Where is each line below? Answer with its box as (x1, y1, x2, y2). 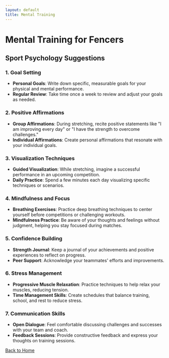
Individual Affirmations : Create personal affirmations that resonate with (12, 137, 163, 143)
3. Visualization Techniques (5, 155, 75, 162)
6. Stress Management (5, 270, 62, 277)
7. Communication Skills (5, 310, 66, 317)
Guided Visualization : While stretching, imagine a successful (12, 166, 140, 172)
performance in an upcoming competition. (12, 171, 100, 177)
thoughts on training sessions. (12, 338, 76, 344)
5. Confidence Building (5, 235, 63, 242)
